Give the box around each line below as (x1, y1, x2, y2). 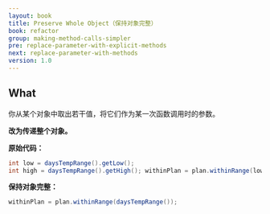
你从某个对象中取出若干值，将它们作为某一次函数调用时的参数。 (8, 109, 219, 118)
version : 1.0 (8, 57, 52, 65)
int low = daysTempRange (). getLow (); (8, 158, 135, 167)
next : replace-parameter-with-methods (8, 49, 138, 57)
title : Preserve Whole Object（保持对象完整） (8, 19, 157, 27)
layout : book (8, 11, 52, 20)
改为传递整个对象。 (8, 126, 72, 135)
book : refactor (8, 27, 59, 35)
